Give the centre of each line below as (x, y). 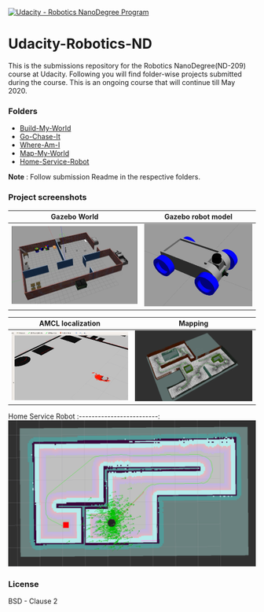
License (24, 584)
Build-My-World (45, 128)
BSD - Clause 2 (33, 601)
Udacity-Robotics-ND (80, 44)
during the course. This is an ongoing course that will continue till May (122, 82)
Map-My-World (44, 153)
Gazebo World (75, 217)
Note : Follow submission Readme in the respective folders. (104, 177)
